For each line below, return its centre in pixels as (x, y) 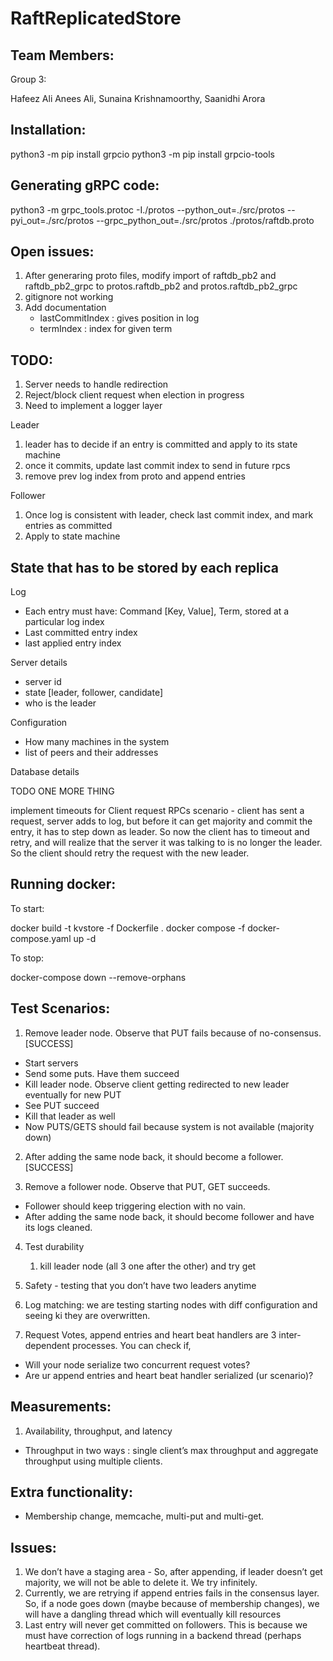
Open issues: (52, 252)
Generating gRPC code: (85, 185)
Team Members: (62, 55)
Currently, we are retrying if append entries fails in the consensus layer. (172, 1593)
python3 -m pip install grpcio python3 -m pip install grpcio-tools (143, 154)
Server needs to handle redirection (96, 384)
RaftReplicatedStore (96, 18)
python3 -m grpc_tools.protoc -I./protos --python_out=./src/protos (147, 209)
